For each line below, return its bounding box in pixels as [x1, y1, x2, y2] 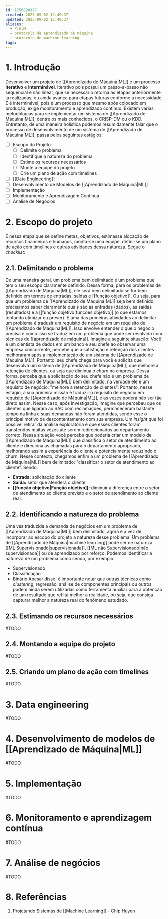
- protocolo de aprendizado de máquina [10, 31, 93, 36]
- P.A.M [10, 26, 26, 31]
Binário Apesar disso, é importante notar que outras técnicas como [12, 576, 151, 582]
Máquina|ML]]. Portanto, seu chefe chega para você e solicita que [5, 357, 142, 363]
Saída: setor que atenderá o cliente [12, 479, 86, 486]
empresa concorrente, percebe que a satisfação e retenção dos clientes [5, 347, 154, 353]
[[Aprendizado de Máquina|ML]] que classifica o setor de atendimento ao [5, 437, 157, 443]
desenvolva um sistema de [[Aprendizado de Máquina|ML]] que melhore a [5, 363, 159, 369]
